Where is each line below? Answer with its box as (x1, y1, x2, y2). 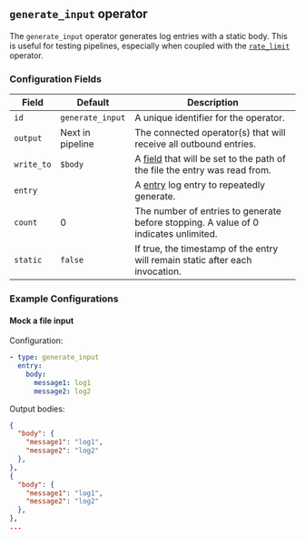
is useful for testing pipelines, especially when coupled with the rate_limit (9, 40, 290, 51)
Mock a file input (9, 315, 74, 326)
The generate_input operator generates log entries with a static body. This (9, 30, 288, 41)
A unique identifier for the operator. (134, 112, 286, 125)
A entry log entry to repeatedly (134, 178, 266, 191)
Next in (60, 127, 91, 139)
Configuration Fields (9, 72, 103, 85)
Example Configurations (9, 292, 119, 305)
